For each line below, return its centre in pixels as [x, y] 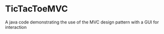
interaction [16, 27]
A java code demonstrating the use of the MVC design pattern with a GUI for [82, 22]
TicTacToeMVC [36, 9]
